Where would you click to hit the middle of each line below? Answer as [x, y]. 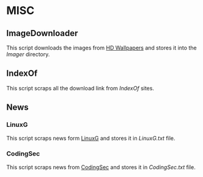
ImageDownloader [42, 33]
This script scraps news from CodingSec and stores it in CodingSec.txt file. [101, 167]
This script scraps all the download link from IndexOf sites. [80, 88]
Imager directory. [28, 54]
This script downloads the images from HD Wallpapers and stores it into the [102, 48]
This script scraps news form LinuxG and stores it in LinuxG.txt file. [91, 138]
